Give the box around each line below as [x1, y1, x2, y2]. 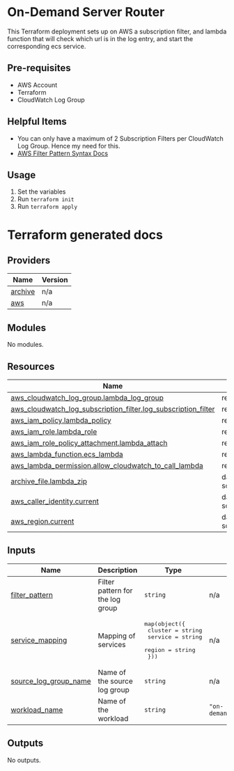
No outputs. [7, 756, 41, 764]
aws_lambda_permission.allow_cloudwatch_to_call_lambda [10, 461, 203, 470]
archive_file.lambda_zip [10, 476, 88, 486]
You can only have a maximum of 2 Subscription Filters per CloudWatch [17, 134, 224, 143]
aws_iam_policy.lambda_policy [10, 416, 111, 425]
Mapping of [97, 631, 136, 641]
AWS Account [17, 81, 58, 89]
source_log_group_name [10, 676, 92, 686]
